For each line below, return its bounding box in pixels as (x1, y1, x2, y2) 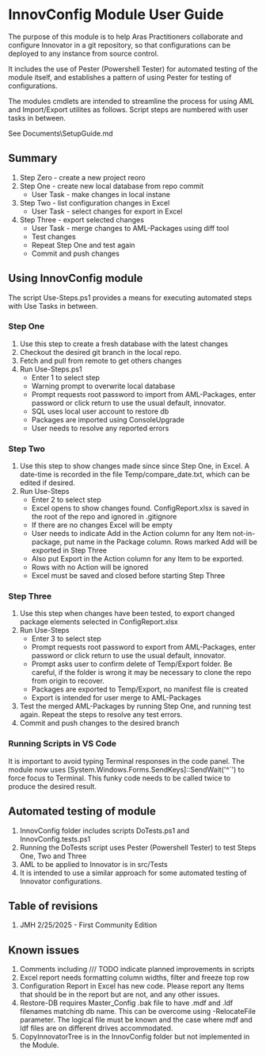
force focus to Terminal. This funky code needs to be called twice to (8, 773, 231, 783)
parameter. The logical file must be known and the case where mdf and (19, 1015, 253, 1025)
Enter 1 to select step (31, 372, 101, 382)
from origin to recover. (31, 676, 105, 686)
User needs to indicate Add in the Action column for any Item (31, 529, 231, 538)
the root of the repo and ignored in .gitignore (31, 512, 177, 522)
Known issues (8, 943, 80, 957)
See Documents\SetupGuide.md (8, 129, 113, 138)
